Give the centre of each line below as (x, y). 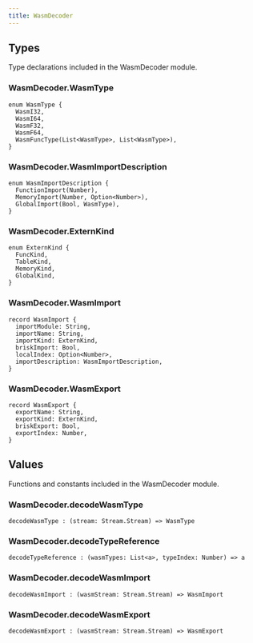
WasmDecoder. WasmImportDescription (88, 166)
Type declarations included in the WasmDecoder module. (103, 67)
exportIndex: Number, (52, 433)
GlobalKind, (36, 276)
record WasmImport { (43, 320)
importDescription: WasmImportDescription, (89, 361)
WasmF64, (30, 133)
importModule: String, (53, 326)
